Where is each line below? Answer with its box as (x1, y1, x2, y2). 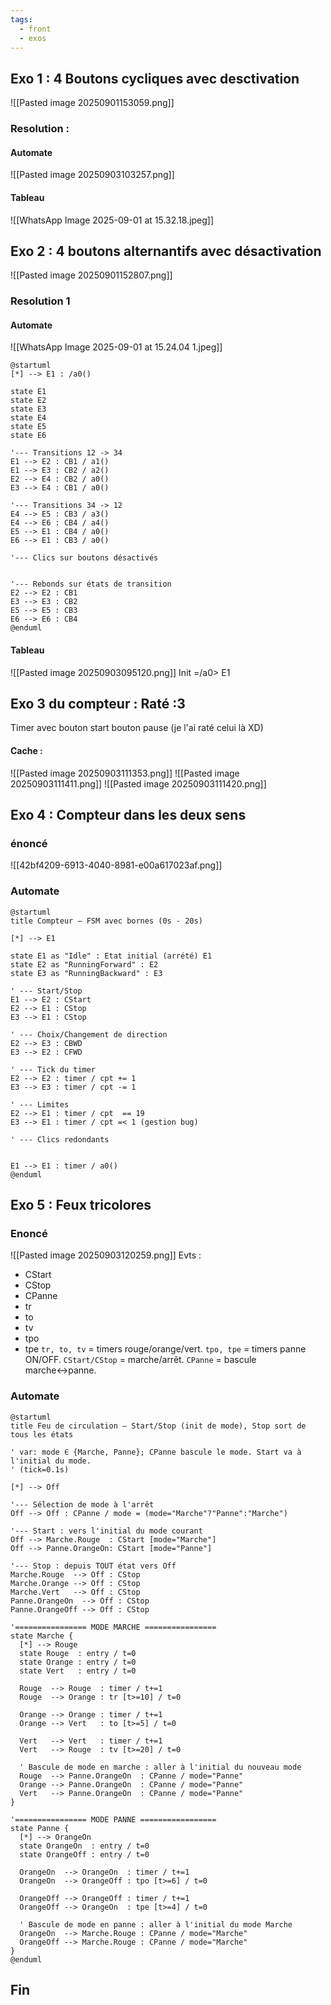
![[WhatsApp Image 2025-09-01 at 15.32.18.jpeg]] (10, 214, 215, 226)
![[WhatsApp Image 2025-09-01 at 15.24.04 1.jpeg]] (10, 341, 223, 353)
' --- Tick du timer (10, 1064, 97, 1075)
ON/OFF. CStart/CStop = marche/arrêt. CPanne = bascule (24, 1354, 257, 1366)
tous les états (10, 1429, 74, 1440)
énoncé (10, 836, 48, 850)
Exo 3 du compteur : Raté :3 (10, 696, 186, 713)
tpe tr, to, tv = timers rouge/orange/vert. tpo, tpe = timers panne (24, 1343, 307, 1355)
